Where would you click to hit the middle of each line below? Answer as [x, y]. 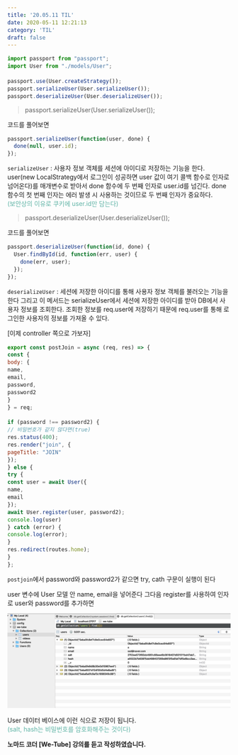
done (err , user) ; [46, 262]
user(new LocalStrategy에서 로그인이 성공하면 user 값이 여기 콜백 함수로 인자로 [119, 177]
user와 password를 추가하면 [54, 603]
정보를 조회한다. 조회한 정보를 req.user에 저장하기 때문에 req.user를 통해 [121, 309]
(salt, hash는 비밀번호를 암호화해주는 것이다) [69, 729]
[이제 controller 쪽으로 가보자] [49, 333]
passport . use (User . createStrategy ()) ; [64, 81]
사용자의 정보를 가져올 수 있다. [68, 318]
